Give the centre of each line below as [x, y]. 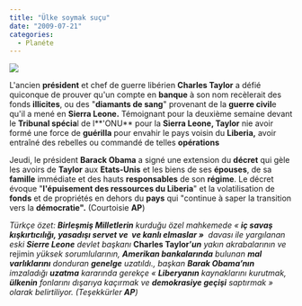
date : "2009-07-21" [46, 26]
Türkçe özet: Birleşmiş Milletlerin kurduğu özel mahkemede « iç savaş [141, 225]
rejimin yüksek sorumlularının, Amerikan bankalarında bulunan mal [136, 254]
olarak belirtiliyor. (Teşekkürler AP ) [74, 292]
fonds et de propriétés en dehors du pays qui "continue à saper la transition [151, 198]
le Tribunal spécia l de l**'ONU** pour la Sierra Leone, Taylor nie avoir [142, 123]
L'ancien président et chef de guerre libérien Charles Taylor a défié [135, 85]
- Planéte [36, 43]
